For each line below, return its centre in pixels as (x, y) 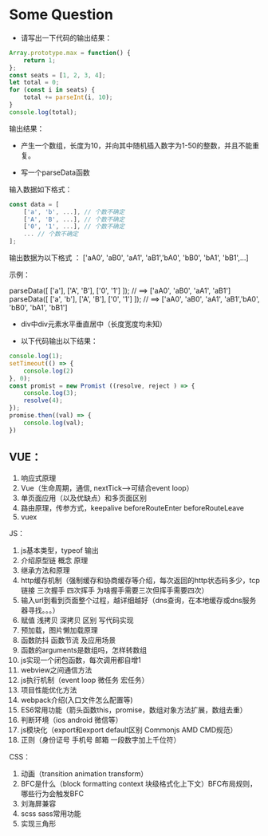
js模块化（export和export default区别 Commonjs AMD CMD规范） (129, 730)
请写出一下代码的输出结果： (66, 37)
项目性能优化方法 (49, 690)
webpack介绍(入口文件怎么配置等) (77, 700)
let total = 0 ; (34, 83)
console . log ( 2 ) (49, 371)
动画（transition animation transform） (84, 773)
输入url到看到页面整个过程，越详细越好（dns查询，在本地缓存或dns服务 (138, 600)
